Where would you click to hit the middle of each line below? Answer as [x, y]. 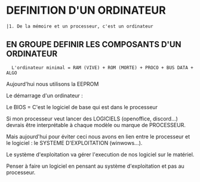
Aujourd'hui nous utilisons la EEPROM [53, 84]
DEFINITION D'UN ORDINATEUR [86, 10]
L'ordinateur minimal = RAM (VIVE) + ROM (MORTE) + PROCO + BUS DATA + [103, 67]
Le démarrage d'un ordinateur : [45, 95]
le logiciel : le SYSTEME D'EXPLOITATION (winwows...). [74, 143]
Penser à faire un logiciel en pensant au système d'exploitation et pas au [96, 166]
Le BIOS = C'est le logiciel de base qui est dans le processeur [82, 107]
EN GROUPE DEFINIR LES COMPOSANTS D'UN [94, 44]
